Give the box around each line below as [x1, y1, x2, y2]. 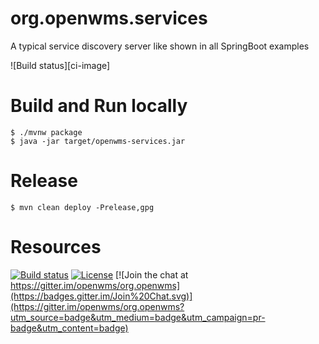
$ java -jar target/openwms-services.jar [10, 136, 186, 146]
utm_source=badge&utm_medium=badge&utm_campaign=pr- [10, 311, 266, 323]
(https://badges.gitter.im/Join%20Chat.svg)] [10, 290, 193, 302]
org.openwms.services [10, 7, 208, 30]
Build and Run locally [10, 95, 188, 117]
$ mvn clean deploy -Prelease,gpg [10, 202, 155, 212]
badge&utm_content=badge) [10, 322, 129, 334]
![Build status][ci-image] [10, 59, 111, 71]
